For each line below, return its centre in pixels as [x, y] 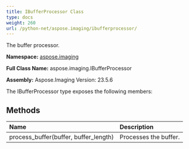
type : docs [20, 17]
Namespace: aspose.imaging [43, 57]
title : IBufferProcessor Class [45, 12]
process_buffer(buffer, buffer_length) [62, 137]
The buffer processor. [33, 45]
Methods [23, 110]
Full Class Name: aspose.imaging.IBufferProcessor [69, 69]
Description [137, 127]
